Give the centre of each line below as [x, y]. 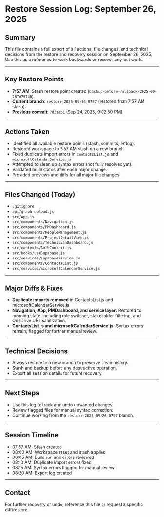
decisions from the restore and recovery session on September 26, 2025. [79, 54]
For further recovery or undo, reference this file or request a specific [74, 504]
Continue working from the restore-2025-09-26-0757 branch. [73, 415]
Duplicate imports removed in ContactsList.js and [62, 300]
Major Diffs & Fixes [34, 288]
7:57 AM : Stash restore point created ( [51, 91]
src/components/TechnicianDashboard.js [53, 243]
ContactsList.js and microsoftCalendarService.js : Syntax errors [77, 326]
